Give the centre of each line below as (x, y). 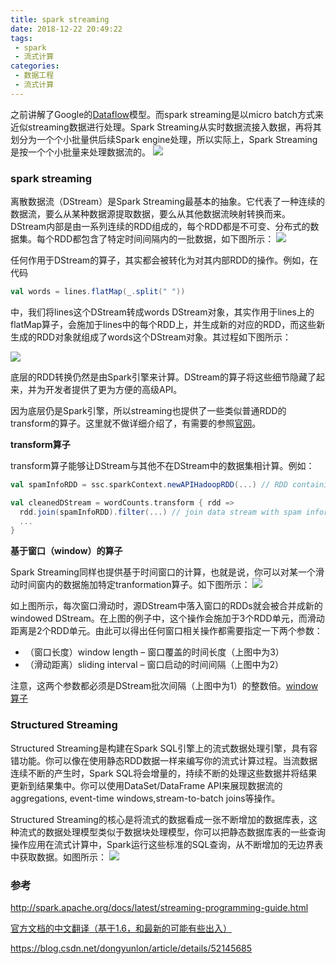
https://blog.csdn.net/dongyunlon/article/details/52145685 (131, 948)
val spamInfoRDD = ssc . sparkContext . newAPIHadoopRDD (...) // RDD (149, 484)
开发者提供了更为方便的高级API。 (113, 389)
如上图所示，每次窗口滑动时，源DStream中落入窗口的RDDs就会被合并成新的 (166, 606)
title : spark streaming (60, 19)
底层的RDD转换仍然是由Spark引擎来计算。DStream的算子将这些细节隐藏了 (163, 377)
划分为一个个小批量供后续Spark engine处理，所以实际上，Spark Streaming (164, 139)
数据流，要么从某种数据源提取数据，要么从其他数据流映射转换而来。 (150, 214)
